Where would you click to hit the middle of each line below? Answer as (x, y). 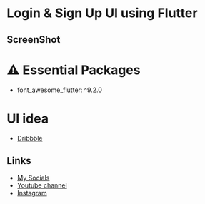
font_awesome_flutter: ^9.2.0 (60, 90)
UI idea (28, 118)
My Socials (33, 178)
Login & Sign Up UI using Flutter (102, 13)
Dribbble (30, 138)
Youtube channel (42, 185)
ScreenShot (34, 40)
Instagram (32, 193)
